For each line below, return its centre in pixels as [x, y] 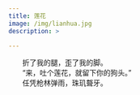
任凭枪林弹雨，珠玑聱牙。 [65, 83]
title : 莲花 [27, 16]
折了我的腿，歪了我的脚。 [65, 63]
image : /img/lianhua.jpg [50, 24]
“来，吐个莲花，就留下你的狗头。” [77, 73]
